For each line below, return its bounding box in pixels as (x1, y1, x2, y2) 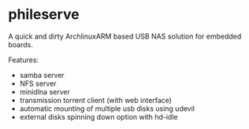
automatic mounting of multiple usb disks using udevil (19, 104, 195, 113)
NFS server (19, 79, 57, 88)
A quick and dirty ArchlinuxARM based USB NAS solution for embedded (8, 31, 242, 41)
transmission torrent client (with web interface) (19, 95, 172, 105)
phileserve (8, 6, 80, 24)
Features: (8, 55, 39, 64)
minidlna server (19, 87, 71, 96)
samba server (19, 70, 65, 79)
